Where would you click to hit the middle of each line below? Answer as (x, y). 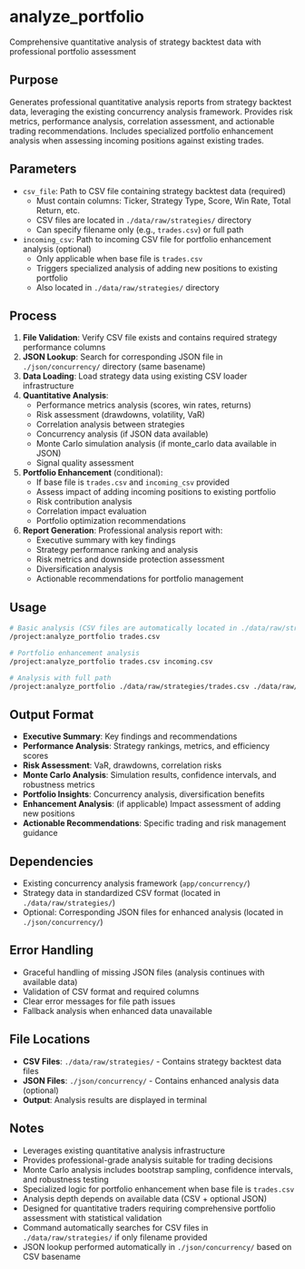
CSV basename (52, 1256)
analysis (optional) (57, 249)
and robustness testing (65, 1179)
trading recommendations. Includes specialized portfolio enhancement (142, 131)
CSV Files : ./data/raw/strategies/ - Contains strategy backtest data (152, 1061)
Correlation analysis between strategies (110, 425)
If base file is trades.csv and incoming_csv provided (133, 482)
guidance (40, 833)
